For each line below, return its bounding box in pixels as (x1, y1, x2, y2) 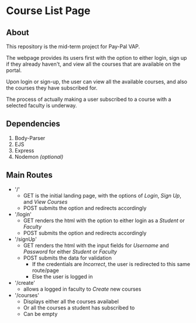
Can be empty (23, 310, 58, 317)
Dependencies (6, 119, 60, 129)
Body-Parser (14, 134, 46, 141)
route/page (32, 267, 60, 274)
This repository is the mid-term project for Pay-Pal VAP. (6, 43, 140, 50)
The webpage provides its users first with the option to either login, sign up (6, 55, 187, 61)
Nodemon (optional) (14, 153, 64, 160)
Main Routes (6, 170, 53, 180)
